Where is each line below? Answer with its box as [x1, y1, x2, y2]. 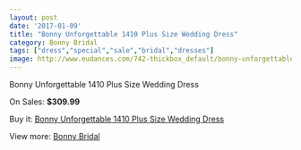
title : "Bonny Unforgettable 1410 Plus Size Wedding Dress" [9, 29, 239, 38]
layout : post [9, 12, 58, 22]
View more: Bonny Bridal [9, 131, 100, 141]
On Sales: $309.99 [9, 96, 81, 107]
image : [9, 54, 34, 63]
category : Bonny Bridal [9, 37, 99, 47]
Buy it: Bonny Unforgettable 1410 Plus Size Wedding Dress [9, 113, 225, 124]
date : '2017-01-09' [9, 21, 82, 30]
